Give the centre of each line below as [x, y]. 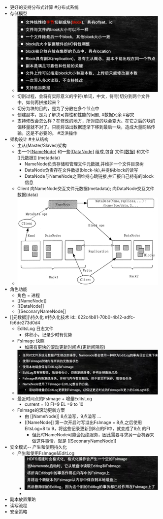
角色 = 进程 [29, 295]
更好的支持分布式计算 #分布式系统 [44, 7]
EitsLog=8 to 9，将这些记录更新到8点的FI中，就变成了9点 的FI [87, 429]
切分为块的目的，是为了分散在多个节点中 [58, 108]
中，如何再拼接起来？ [39, 102]
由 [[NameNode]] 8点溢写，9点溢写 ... [63, 416]
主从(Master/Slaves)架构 [42, 145]
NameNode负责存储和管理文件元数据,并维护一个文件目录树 [84, 163]
